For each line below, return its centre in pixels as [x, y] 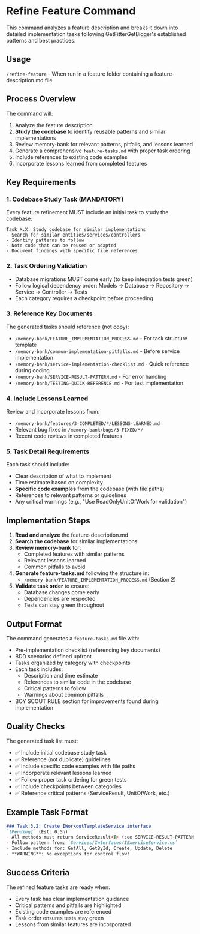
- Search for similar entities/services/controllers [73, 235]
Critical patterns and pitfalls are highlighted [68, 905]
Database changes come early [62, 592]
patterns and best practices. [41, 40]
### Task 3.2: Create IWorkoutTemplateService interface [79, 826]
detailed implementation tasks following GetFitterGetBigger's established [96, 34]
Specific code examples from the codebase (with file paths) [90, 489]
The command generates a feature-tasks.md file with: [73, 639]
